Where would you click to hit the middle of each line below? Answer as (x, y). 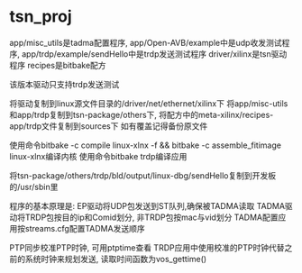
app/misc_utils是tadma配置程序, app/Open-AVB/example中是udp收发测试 (146, 42)
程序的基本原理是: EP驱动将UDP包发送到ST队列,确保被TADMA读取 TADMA (147, 205)
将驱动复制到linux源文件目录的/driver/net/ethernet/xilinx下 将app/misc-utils (149, 103)
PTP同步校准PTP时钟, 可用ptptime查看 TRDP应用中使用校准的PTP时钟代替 (147, 247)
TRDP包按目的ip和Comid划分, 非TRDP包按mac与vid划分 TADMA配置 (151, 217)
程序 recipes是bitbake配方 (58, 65)
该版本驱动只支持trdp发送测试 (64, 84)
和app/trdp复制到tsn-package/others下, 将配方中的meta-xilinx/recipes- (142, 114)
